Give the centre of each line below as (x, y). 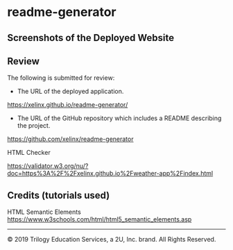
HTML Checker (29, 153)
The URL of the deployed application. (70, 92)
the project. (34, 126)
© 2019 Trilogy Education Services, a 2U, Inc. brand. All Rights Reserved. (112, 240)
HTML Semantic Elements (44, 212)
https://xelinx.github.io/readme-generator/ (68, 105)
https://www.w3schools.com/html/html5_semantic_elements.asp (100, 219)
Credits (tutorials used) (59, 195)
